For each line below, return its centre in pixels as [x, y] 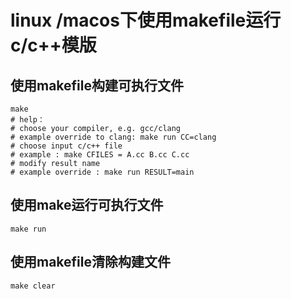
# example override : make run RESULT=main [102, 172]
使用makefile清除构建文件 [90, 262]
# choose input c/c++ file [66, 146]
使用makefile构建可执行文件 [97, 85]
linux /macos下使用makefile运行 [146, 20]
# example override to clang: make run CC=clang [113, 137]
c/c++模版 [53, 45]
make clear [33, 286]
